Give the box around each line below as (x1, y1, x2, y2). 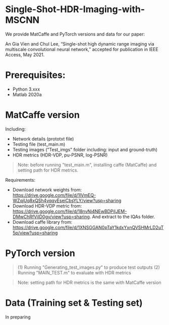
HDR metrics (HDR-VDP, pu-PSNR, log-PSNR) (12, 152, 108, 158)
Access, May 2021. (5, 52, 45, 58)
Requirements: (5, 177, 35, 183)
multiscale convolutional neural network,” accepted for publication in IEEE (5, 46, 158, 52)
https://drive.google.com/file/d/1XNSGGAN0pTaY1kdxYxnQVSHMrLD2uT (12, 224, 164, 230)
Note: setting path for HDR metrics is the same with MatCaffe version (17, 279, 161, 286)
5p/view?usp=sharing (12, 229, 58, 236)
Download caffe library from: (12, 219, 73, 225)
